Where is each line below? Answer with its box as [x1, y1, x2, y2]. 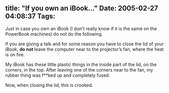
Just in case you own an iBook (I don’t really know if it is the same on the [5, 25, 157, 32]
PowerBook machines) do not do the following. [5, 30, 103, 37]
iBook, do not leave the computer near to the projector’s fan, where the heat [5, 46, 164, 52]
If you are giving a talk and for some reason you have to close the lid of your [5, 41, 164, 47]
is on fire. [5, 51, 25, 57]
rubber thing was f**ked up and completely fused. [5, 72, 110, 78]
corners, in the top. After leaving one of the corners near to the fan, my [5, 67, 153, 73]
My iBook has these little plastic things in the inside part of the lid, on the [5, 61, 157, 68]
